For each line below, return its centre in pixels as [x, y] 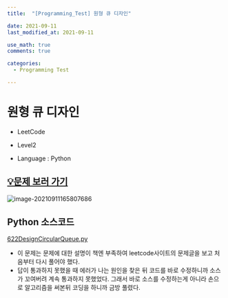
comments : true [29, 51]
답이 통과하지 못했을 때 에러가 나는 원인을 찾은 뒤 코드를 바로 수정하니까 [113, 270]
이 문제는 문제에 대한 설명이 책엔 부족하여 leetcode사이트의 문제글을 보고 [115, 253]
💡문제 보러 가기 [38, 182]
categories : [24, 64]
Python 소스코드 [41, 222]
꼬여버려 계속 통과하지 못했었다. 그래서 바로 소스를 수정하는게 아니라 [115, 279]
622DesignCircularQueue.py [48, 239]
